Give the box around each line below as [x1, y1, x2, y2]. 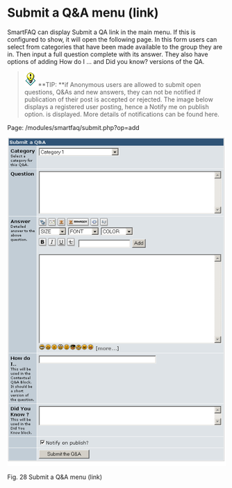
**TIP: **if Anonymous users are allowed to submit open [38, 80, 201, 88]
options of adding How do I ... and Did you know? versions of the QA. [7, 57, 205, 65]
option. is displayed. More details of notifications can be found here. [24, 110, 220, 118]
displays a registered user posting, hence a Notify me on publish [24, 102, 210, 111]
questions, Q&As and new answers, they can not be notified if [24, 88, 201, 96]
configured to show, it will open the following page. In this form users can [7, 35, 217, 43]
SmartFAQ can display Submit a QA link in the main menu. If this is [7, 28, 196, 36]
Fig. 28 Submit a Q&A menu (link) [7, 473, 103, 481]
